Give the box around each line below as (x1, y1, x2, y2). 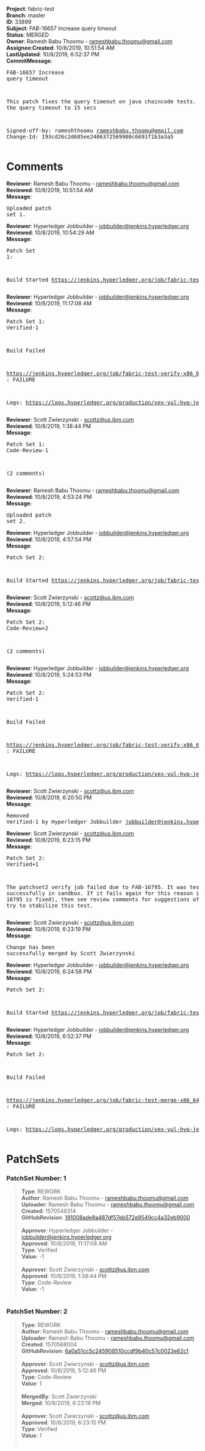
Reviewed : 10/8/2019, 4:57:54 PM (6, 535, 92, 543)
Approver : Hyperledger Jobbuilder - (21, 1227, 113, 1234)
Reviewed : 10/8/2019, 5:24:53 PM (6, 671, 92, 678)
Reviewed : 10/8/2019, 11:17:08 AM (6, 299, 92, 307)
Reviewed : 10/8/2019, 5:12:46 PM (6, 600, 91, 608)
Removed (6, 812, 29, 819)
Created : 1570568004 (21, 1340, 77, 1348)
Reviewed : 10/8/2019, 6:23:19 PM (6, 925, 91, 933)
